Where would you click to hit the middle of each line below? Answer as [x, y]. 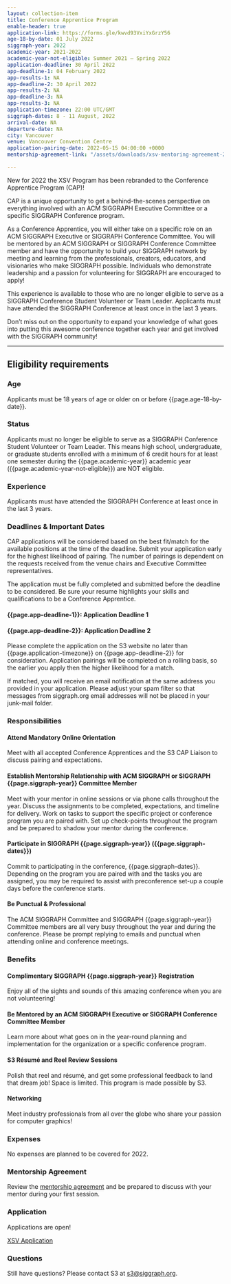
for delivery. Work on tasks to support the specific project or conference [110, 813]
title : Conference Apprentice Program [63, 20]
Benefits [22, 959]
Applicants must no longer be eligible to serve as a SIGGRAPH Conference [112, 439]
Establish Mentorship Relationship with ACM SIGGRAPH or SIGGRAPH [109, 776]
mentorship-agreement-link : [47, 155]
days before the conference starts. [56, 888]
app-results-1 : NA [33, 78]
